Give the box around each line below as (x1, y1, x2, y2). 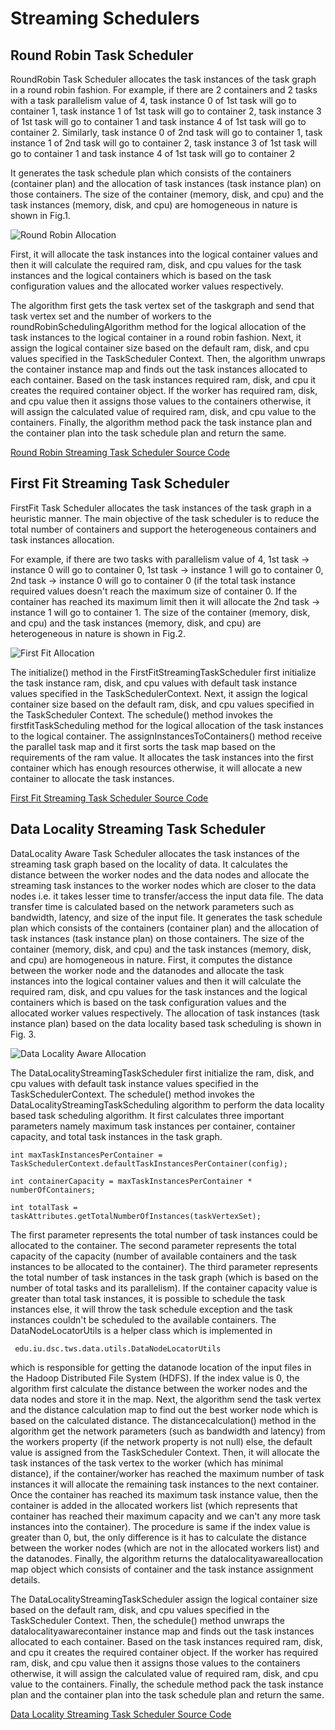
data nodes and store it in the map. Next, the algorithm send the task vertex (10, 1393, 322, 1405)
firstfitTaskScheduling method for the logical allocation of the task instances (10, 719, 324, 731)
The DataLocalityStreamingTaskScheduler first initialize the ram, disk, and (10, 1067, 315, 1079)
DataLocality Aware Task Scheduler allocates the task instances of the (10, 847, 300, 859)
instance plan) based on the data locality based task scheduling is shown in (10, 1017, 322, 1029)
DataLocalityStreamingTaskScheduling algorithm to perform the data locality (10, 1098, 325, 1111)
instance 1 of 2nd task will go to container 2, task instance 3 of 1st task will (10, 137, 318, 149)
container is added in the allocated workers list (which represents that (10, 1499, 298, 1511)
